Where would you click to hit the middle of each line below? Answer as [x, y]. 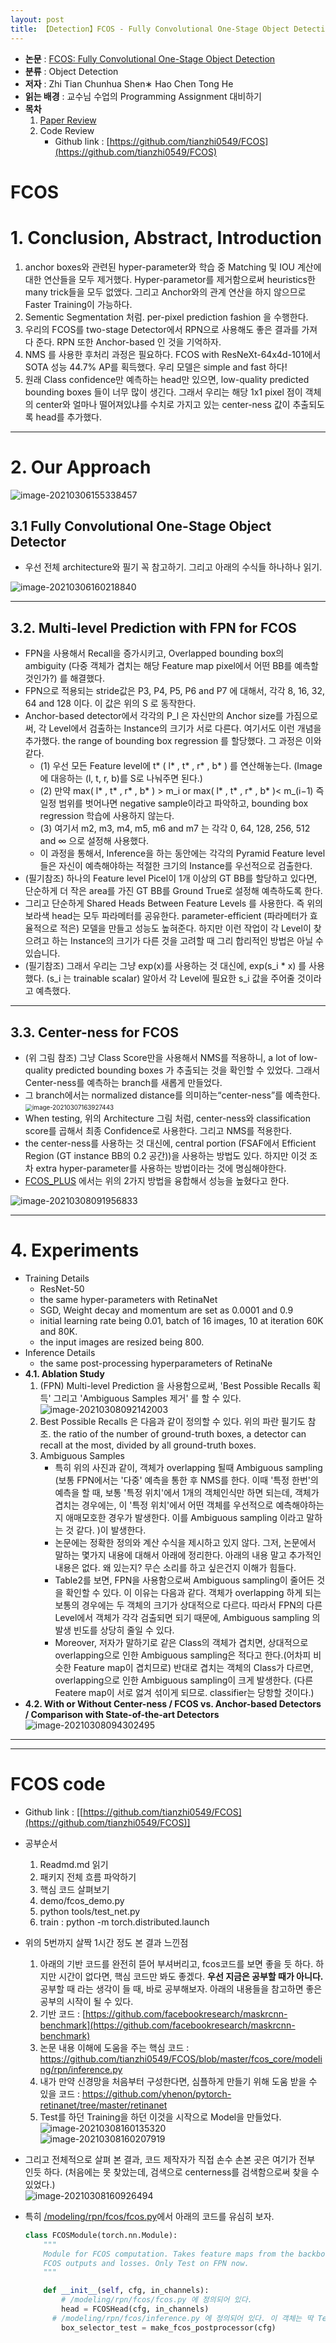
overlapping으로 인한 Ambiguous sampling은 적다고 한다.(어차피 [183, 1655]
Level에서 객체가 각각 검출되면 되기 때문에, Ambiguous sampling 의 [187, 1617]
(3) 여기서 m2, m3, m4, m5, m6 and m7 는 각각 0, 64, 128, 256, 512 [175, 828]
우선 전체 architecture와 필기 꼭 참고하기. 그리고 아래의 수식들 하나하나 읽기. [173, 567]
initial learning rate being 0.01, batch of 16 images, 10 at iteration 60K [181, 1320]
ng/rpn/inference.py [81, 2069]
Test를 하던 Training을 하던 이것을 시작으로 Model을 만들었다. [160, 2117]
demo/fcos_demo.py [82, 1900]
